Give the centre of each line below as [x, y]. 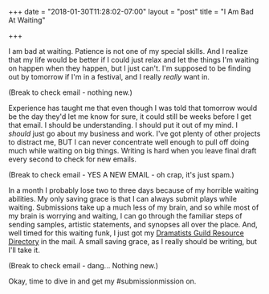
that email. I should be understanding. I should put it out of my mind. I [123, 125]
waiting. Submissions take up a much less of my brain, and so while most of [134, 207]
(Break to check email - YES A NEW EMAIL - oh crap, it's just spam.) [121, 175]
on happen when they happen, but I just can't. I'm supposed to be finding [130, 68]
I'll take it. [24, 250]
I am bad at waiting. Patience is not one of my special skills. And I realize [128, 51]
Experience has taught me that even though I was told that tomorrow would [133, 108]
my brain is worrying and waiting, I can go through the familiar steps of [125, 216]
